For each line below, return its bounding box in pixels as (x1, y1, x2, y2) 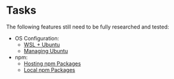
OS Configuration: (14, 34, 60, 42)
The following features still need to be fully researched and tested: (6, 23, 169, 30)
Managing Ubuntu (23, 47, 69, 54)
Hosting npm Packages (23, 60, 82, 67)
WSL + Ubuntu (23, 41, 60, 48)
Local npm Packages (23, 66, 76, 73)
